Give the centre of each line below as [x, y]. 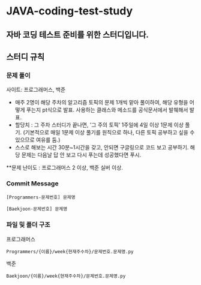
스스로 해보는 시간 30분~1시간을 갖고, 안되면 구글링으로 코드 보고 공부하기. [102, 148]
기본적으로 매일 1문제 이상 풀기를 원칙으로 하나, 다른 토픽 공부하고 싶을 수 [110, 133]
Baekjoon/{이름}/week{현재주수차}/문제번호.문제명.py [66, 276]
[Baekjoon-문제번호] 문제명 [37, 209]
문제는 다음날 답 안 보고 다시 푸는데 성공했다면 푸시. [81, 155]
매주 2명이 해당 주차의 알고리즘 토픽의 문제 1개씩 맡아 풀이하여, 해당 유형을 [101, 103]
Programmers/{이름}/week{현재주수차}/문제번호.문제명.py [70, 251]
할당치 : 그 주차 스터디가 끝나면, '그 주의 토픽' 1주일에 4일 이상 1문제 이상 [99, 125]
